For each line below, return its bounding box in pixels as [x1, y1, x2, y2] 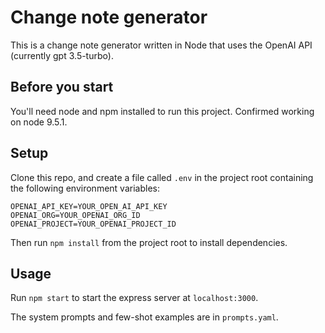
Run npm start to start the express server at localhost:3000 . [10, 292, 259, 304]
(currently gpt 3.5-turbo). [10, 49, 114, 61]
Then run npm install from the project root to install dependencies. [10, 236, 288, 248]
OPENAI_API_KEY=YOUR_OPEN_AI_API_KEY [10, 201, 168, 211]
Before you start [10, 79, 114, 96]
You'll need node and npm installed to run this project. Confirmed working [10, 105, 315, 117]
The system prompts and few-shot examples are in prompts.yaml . [10, 311, 279, 323]
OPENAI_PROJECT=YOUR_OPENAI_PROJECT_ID [10, 219, 177, 229]
